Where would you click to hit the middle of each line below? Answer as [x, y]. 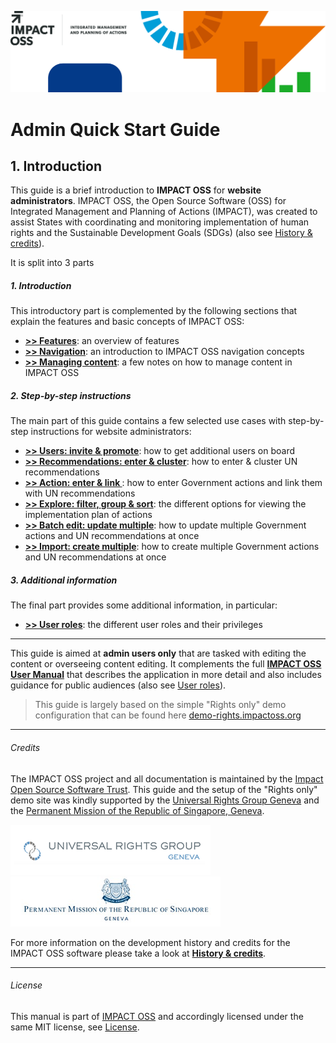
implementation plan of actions [88, 515]
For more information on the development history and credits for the [150, 942]
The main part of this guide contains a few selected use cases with [148, 421]
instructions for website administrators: [111, 432]
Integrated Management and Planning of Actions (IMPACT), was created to [164, 212]
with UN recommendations [80, 493]
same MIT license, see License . [75, 1027]
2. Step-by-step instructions [71, 395]
